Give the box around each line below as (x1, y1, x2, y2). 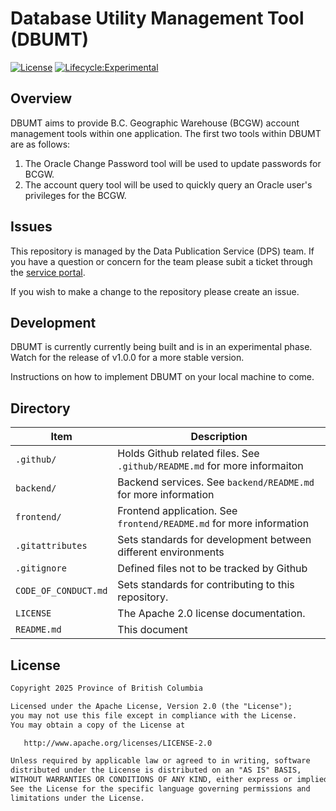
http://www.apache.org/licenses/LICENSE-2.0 (23, 738, 213, 748)
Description (190, 430, 248, 444)
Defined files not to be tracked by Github (117, 562, 308, 576)
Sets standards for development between (117, 533, 312, 547)
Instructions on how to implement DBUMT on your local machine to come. (10, 371, 315, 383)
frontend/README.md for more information (117, 517, 310, 531)
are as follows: (10, 138, 71, 150)
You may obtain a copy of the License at (10, 720, 186, 730)
